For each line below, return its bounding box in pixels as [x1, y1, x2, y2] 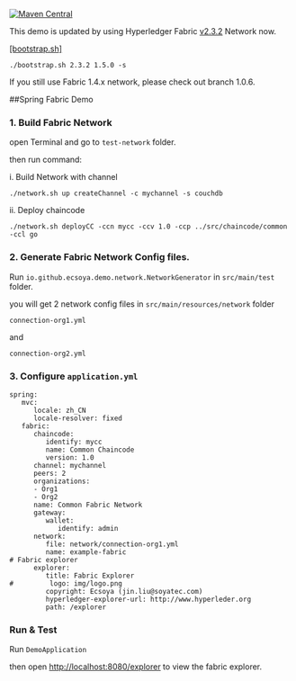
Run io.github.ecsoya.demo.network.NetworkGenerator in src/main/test [9, 271, 275, 282]
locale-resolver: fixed [32, 414, 123, 423]
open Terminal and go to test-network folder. [9, 137, 176, 148]
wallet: [45, 515, 75, 525]
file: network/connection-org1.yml [45, 540, 179, 549]
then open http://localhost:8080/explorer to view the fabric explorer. [9, 661, 263, 672]
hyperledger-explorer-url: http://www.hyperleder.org [45, 595, 252, 604]
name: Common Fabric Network [32, 500, 143, 509]
